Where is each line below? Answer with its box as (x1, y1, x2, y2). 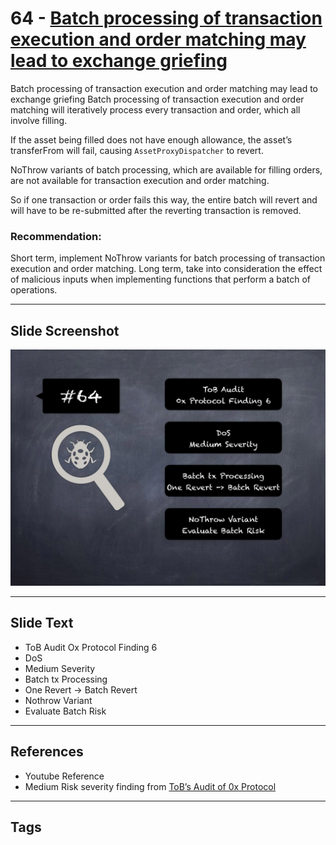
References (10, 743, 84, 761)
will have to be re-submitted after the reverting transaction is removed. (10, 204, 302, 216)
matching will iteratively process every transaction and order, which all (10, 103, 301, 116)
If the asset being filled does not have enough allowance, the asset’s (10, 133, 293, 146)
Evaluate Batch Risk (24, 705, 107, 717)
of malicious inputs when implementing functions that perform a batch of (10, 273, 312, 286)
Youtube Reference (24, 770, 105, 782)
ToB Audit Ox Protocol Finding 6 (24, 641, 158, 653)
